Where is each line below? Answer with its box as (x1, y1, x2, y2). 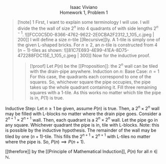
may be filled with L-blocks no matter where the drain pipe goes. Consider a (5, 111, 162, 117)
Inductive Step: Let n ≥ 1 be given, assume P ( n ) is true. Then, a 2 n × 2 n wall (5, 104, 160, 111)
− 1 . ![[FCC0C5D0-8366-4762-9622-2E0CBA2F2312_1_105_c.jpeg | (17, 30, 155, 37)
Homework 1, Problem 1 (59, 9, 108, 15)
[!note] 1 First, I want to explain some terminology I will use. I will (17, 19, 150, 25)
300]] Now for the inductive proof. (80, 52, 151, 59)
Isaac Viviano (70, 4, 98, 10)
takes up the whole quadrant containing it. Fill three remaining (29, 84, 157, 90)
